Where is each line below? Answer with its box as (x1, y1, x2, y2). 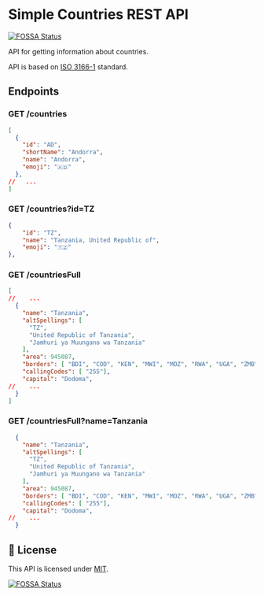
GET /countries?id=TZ (8, 203, 95, 214)
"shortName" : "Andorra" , (22, 148, 104, 157)
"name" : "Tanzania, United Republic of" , (22, 236, 159, 244)
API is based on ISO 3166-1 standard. (8, 61, 128, 72)
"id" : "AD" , (22, 141, 61, 149)
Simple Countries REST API (8, 6, 189, 24)
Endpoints (8, 85, 60, 98)
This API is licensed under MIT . (8, 564, 108, 573)
